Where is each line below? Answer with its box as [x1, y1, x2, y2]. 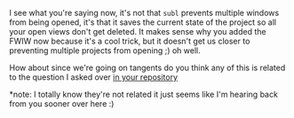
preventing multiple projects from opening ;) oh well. [9, 45, 202, 56]
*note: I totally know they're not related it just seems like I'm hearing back [9, 89, 278, 99]
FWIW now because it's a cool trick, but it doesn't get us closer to [9, 35, 250, 46]
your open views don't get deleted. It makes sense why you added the [9, 27, 266, 36]
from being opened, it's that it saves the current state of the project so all [9, 17, 277, 28]
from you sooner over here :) [9, 98, 115, 109]
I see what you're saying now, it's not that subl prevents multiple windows [9, 8, 280, 18]
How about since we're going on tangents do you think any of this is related [9, 62, 286, 73]
